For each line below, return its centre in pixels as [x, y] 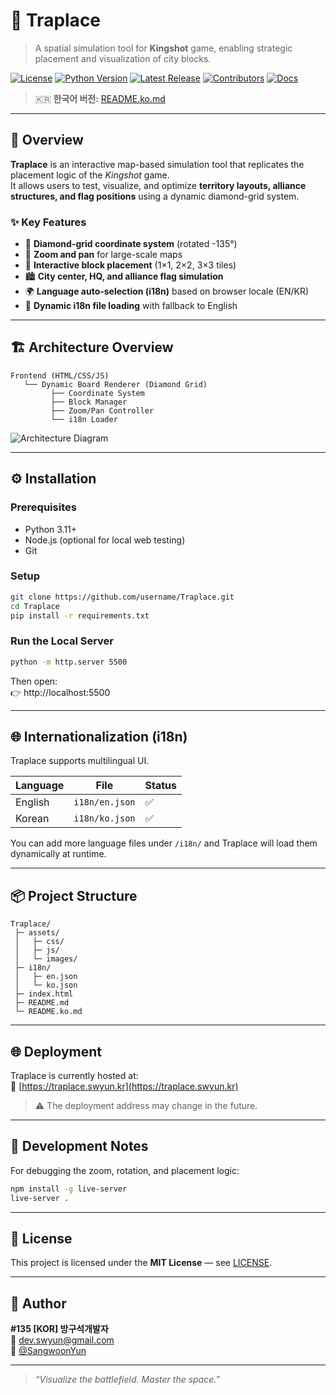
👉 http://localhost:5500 [60, 692]
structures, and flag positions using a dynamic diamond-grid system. [155, 196]
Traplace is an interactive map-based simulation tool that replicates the [157, 164]
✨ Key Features [48, 222]
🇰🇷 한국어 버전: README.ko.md [100, 98]
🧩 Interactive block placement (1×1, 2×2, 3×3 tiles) [130, 265]
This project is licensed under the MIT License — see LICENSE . [141, 1263]
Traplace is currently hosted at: [74, 1076]
